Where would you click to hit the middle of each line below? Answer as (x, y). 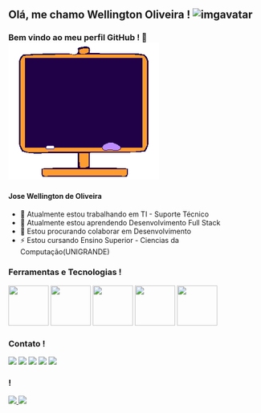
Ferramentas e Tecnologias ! (65, 272)
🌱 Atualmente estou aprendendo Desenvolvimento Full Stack (120, 222)
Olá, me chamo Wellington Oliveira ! (100, 15)
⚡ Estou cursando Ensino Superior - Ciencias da (99, 240)
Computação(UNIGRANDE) (65, 251)
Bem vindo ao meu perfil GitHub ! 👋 (78, 38)
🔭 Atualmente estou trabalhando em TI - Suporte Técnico (114, 214)
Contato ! (27, 343)
